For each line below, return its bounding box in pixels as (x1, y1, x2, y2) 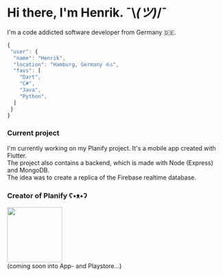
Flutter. (7, 151, 27, 159)
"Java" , (19, 87, 41, 93)
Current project (7, 129, 60, 138)
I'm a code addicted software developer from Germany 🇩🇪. (7, 27, 176, 36)
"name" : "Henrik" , (13, 54, 67, 61)
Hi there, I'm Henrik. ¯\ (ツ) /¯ (7, 5, 167, 21)
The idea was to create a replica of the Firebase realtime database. (7, 173, 197, 181)
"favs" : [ (13, 67, 41, 74)
